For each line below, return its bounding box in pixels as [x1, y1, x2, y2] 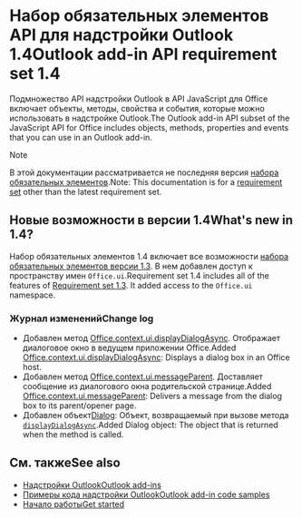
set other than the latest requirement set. [9, 186, 162, 197]
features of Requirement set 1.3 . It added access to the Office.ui [9, 279, 253, 290]
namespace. [9, 289, 56, 300]
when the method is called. [22, 429, 124, 440]
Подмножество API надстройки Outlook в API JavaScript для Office [9, 93, 268, 104]
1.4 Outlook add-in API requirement [9, 44, 278, 64]
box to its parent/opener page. [22, 400, 137, 411]
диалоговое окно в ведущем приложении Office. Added [22, 342, 237, 354]
